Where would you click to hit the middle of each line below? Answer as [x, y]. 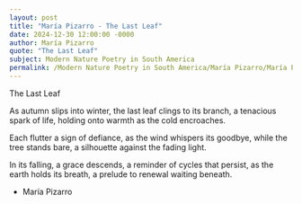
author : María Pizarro [52, 43]
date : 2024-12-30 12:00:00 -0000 [72, 34]
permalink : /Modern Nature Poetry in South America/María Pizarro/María [148, 68]
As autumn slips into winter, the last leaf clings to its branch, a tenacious [143, 111]
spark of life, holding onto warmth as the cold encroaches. [118, 120]
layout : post [34, 18]
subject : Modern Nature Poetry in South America [102, 59]
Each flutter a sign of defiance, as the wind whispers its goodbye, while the [148, 137]
